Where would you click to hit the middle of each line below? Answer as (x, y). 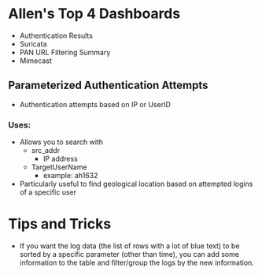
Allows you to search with (61, 142)
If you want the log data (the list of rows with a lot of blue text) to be (129, 246)
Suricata (33, 43)
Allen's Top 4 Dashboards (94, 14)
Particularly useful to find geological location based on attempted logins (136, 184)
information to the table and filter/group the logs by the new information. (137, 262)
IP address (61, 159)
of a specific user (48, 192)
